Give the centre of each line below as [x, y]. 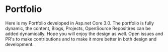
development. [19, 44]
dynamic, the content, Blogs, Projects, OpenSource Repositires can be [78, 28]
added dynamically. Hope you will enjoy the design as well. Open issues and [84, 33]
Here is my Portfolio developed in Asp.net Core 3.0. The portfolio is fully [80, 23]
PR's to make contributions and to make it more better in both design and [81, 39]
